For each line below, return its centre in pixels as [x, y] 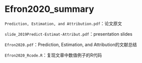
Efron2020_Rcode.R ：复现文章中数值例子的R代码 [53, 55]
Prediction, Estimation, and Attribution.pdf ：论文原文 [63, 23]
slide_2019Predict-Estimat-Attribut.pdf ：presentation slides [69, 34]
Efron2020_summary [49, 9]
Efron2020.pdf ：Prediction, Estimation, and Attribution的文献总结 [71, 44]
